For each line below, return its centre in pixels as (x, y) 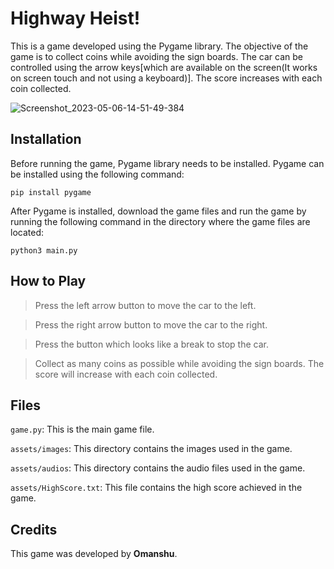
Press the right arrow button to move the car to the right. (151, 324)
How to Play (48, 281)
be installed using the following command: (97, 174)
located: (27, 232)
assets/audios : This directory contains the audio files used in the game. (158, 468)
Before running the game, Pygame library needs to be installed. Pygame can (167, 163)
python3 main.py (44, 250)
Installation (46, 139)
